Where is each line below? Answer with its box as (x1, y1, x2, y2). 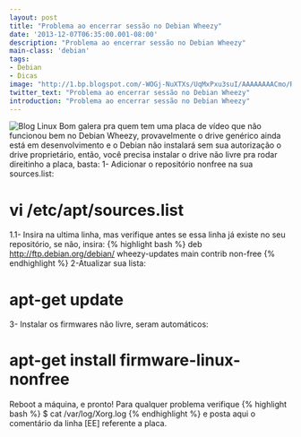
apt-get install (9, 350, 116, 371)
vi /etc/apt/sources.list (9, 200, 185, 220)
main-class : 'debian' (9, 47, 90, 56)
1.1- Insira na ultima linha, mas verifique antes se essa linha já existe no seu (9, 229, 287, 240)
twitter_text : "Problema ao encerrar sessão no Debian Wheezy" (9, 88, 251, 97)
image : (9, 80, 34, 89)
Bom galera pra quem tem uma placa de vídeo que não (58, 121, 262, 132)
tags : (9, 55, 30, 64)
